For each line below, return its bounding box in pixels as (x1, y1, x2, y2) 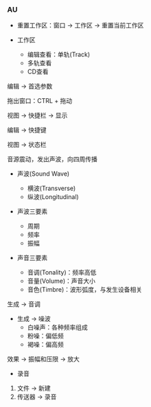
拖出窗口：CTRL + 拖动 (7, 97, 73, 105)
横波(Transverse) (27, 184, 76, 193)
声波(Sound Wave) (16, 170, 70, 178)
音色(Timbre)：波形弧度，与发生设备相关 (27, 286, 143, 294)
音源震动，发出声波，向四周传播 (7, 155, 97, 163)
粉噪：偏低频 (27, 332, 64, 340)
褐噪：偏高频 (27, 340, 64, 349)
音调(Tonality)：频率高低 (27, 268, 97, 277)
